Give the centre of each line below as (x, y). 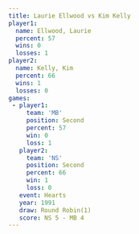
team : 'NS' (44, 158)
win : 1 (37, 181)
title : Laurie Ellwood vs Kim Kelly (69, 16)
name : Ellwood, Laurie (53, 31)
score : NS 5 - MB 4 (51, 218)
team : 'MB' (44, 113)
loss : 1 (39, 143)
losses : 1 (32, 53)
